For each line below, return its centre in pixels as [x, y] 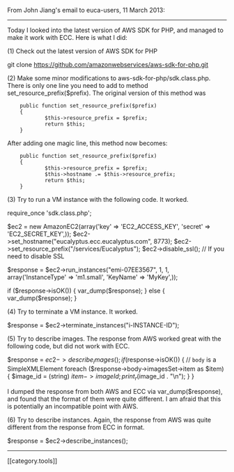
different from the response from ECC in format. [76, 427]
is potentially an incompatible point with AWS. [73, 406]
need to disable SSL [36, 256]
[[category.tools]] [32, 461]
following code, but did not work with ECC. [69, 346]
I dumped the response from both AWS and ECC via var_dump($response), [115, 391]
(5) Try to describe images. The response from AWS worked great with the [114, 339]
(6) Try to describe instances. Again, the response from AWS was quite [109, 420]
